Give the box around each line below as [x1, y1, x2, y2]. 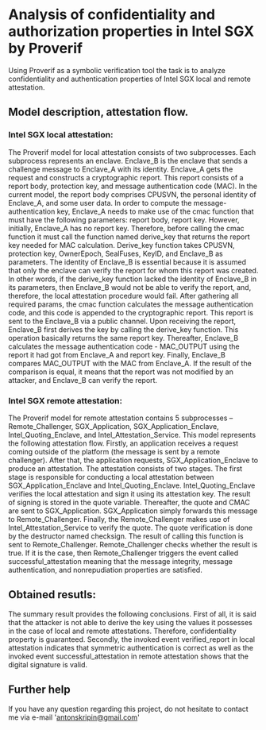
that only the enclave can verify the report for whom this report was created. [8, 265, 259, 275]
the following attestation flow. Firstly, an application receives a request [8, 438, 239, 448]
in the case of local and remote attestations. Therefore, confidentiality [8, 626, 237, 635]
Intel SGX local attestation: [8, 129, 114, 141]
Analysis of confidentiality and [8, 6, 216, 24]
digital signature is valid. [8, 659, 88, 669]
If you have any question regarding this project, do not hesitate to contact [8, 704, 249, 713]
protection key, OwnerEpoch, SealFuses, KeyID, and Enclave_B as [8, 249, 224, 258]
